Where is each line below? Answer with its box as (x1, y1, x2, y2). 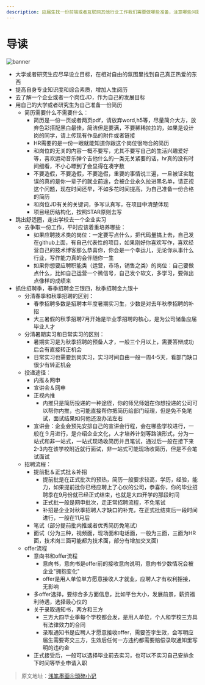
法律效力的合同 (48, 621, 86, 628)
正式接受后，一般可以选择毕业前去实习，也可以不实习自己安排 (33, 651, 189, 659)
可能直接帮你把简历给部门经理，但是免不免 (80, 407, 187, 414)
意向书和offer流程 (33, 552, 78, 560)
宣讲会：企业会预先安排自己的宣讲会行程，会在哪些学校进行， (33, 422, 189, 429)
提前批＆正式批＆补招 (33, 468, 87, 475)
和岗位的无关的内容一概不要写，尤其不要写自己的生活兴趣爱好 (33, 147, 189, 154)
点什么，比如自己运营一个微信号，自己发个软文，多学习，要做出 (33, 269, 194, 276)
